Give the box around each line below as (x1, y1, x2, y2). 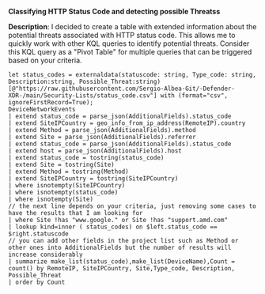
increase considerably (8, 251, 83, 258)
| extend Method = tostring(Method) (8, 168, 129, 175)
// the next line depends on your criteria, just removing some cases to (8, 202, 257, 210)
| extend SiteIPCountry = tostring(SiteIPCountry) (8, 175, 179, 183)
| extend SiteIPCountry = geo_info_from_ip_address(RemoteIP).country (8, 119, 246, 127)
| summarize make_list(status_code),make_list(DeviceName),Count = (8, 258, 236, 266)
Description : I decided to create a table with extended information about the (8, 22, 257, 31)
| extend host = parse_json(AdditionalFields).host (8, 147, 182, 155)
